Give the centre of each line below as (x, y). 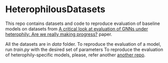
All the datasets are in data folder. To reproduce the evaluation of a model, (83, 44)
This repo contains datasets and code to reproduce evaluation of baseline (83, 23)
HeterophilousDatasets (55, 9)
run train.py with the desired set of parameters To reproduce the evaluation (84, 49)
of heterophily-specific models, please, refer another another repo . (76, 55)
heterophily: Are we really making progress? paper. (59, 34)
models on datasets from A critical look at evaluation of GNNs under (77, 28)
